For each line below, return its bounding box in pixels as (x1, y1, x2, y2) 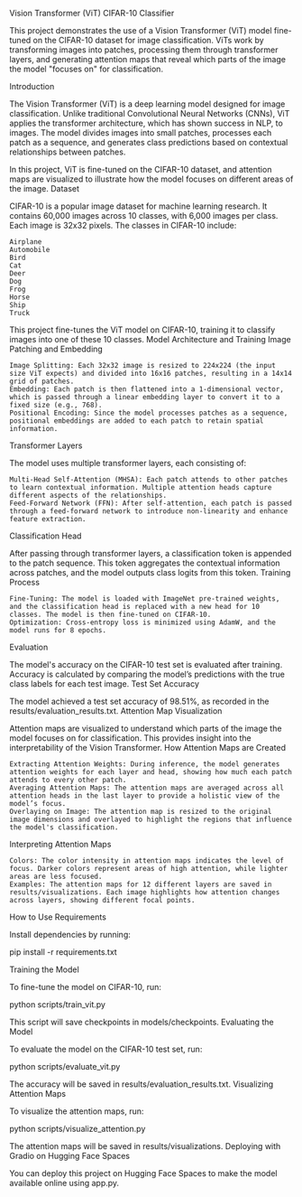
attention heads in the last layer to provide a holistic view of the (9, 791, 280, 800)
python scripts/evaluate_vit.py (9, 1061, 121, 1071)
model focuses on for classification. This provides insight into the (9, 733, 252, 743)
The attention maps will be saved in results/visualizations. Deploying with (9, 1141, 281, 1151)
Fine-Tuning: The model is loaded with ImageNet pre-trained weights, (9, 594, 280, 603)
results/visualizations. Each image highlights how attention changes (9, 888, 280, 897)
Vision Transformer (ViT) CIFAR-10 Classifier (9, 8, 175, 18)
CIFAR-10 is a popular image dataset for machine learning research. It (9, 201, 268, 211)
